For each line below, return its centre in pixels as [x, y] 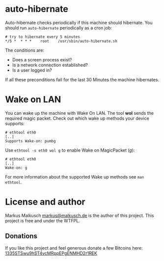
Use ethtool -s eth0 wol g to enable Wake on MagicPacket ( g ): [70, 150]
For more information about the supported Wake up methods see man [75, 177]
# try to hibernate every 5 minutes [42, 37]
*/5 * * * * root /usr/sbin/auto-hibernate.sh [61, 41]
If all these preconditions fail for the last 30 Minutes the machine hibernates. [82, 79]
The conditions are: [25, 50]
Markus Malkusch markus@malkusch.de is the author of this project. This [80, 215]
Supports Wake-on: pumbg [30, 141]
